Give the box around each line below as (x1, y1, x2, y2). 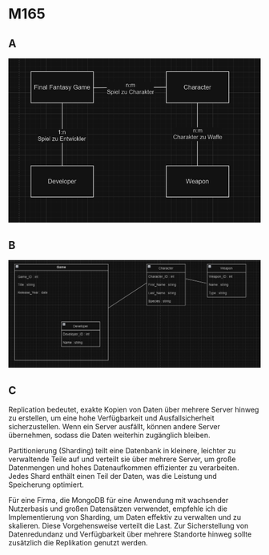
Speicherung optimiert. (8, 480, 84, 489)
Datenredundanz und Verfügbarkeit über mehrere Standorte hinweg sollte (8, 529, 252, 539)
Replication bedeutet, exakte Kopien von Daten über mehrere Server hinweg (8, 405, 259, 415)
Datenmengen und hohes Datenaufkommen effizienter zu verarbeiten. (8, 463, 239, 473)
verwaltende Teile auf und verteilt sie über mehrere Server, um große (8, 454, 236, 465)
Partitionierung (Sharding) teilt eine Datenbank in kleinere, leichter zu (8, 446, 236, 456)
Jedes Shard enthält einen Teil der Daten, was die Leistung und (8, 472, 218, 481)
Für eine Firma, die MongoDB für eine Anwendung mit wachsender (8, 496, 229, 505)
